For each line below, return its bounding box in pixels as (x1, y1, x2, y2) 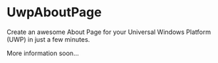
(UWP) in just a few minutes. (6, 35, 90, 43)
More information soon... (6, 49, 79, 57)
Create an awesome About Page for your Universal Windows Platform (6, 28, 212, 36)
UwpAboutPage (6, 4, 102, 21)
